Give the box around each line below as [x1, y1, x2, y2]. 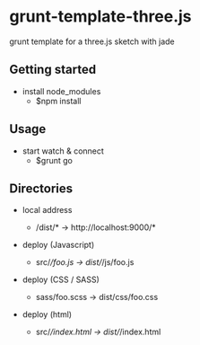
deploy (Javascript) [22, 240, 95, 251]
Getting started [9, 62, 97, 77]
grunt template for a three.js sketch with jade [9, 36, 175, 47]
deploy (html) [22, 309, 73, 320]
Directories [9, 181, 74, 196]
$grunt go [35, 155, 74, 165]
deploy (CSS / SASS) [22, 274, 100, 285]
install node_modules [22, 85, 101, 96]
